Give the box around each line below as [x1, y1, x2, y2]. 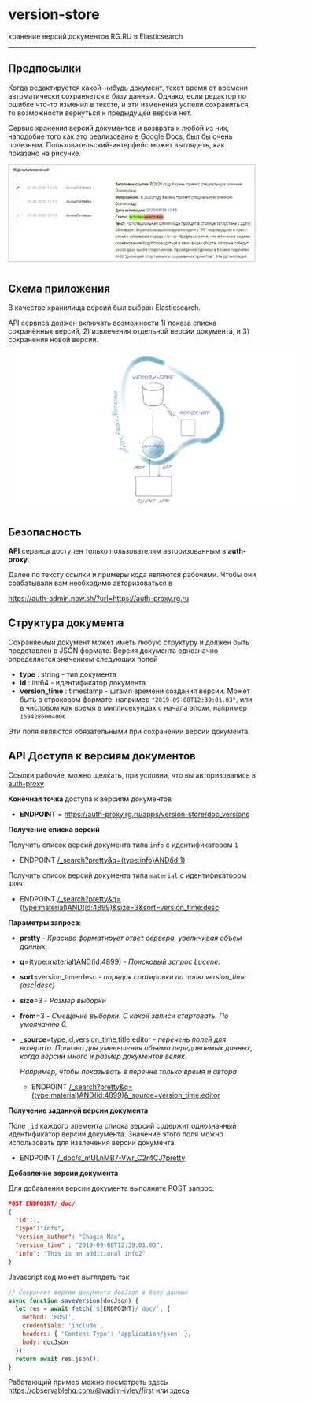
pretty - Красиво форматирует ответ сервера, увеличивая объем [19, 933, 242, 942]
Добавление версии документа [8, 1168, 119, 1177]
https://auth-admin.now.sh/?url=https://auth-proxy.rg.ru [8, 594, 190, 603]
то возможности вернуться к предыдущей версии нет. [8, 108, 193, 118]
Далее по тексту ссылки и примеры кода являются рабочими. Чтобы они [8, 570, 256, 580]
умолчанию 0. [19, 1019, 68, 1028]
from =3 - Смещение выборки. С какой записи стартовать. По [19, 1011, 229, 1021]
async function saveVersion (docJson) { [8, 1297, 139, 1304]
